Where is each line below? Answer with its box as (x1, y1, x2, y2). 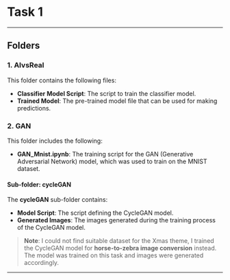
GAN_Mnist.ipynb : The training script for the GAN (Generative (16, 150, 194, 158)
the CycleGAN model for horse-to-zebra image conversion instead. (23, 244, 217, 253)
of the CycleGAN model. (16, 224, 86, 232)
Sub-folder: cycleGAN (7, 180, 72, 189)
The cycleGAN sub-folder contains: (7, 196, 108, 204)
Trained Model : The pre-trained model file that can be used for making (16, 97, 218, 105)
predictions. (16, 104, 51, 112)
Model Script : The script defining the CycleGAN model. (16, 209, 174, 217)
